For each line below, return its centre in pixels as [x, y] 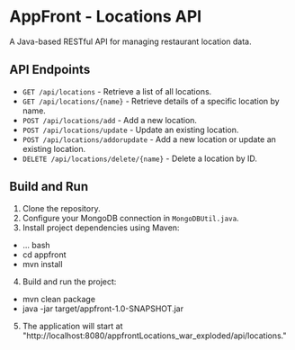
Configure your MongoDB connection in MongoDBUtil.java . [131, 218]
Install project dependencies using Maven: [101, 228]
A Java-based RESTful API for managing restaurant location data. [130, 41]
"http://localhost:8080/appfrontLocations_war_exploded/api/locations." [154, 336]
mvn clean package [59, 299]
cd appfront [44, 255]
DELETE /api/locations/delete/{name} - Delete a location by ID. [140, 158]
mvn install [42, 264]
